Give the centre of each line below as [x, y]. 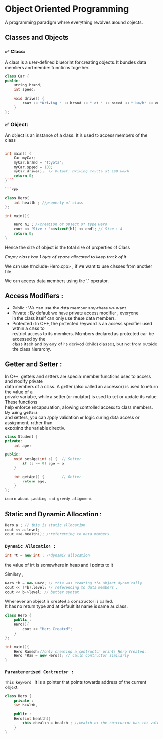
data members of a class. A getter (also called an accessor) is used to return [81, 386]
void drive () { [29, 99]
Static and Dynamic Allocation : [54, 514]
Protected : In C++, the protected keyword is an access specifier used [82, 323]
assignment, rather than [29, 422]
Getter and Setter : [33, 365]
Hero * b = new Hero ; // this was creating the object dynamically [73, 583]
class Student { [21, 437]
